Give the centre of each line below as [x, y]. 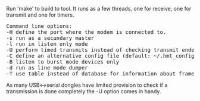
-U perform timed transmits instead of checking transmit [93, 50]
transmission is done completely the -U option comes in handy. [84, 91]
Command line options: [39, 26]
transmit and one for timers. [40, 15]
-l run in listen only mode [47, 44]
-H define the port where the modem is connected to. [86, 32]
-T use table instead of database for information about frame [100, 74]
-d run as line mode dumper [47, 68]
